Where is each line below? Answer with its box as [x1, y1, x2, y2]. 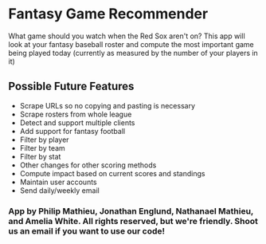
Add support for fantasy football [19, 126, 126, 136]
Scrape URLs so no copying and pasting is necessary [19, 100, 195, 110]
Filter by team [19, 143, 65, 152]
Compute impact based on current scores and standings [19, 168, 205, 178]
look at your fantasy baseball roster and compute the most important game [8, 39, 255, 49]
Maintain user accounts [19, 177, 97, 187]
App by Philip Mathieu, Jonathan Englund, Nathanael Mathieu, [8, 205, 254, 216]
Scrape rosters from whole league [19, 109, 132, 119]
